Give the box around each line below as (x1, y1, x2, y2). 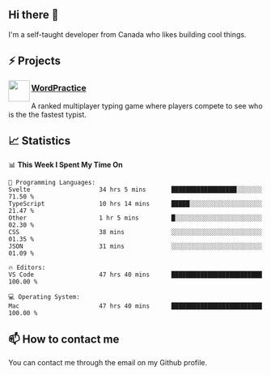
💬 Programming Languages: (8, 179, 95, 187)
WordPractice (31, 83, 87, 94)
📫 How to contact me (8, 332, 120, 346)
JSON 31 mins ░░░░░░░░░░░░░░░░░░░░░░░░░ (8, 242, 263, 251)
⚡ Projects (8, 54, 61, 68)
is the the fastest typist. (8, 109, 87, 119)
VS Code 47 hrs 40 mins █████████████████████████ (8, 271, 263, 279)
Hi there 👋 (8, 8, 59, 22)
